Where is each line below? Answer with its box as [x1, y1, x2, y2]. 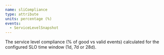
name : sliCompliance [5, 7, 48, 12]
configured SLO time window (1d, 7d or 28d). [5, 44, 97, 50]
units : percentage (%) [5, 16, 52, 21]
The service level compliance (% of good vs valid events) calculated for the [5, 39, 160, 45]
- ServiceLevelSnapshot [9, 26, 58, 30]
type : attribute [5, 12, 39, 17]
